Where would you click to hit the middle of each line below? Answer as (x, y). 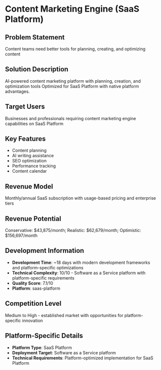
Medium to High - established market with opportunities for (64, 315)
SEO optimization (29, 161)
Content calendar (29, 171)
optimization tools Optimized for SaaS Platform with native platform (72, 86)
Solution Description (37, 69)
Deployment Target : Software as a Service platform (64, 352)
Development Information (45, 251)
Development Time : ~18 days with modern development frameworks (81, 262)
